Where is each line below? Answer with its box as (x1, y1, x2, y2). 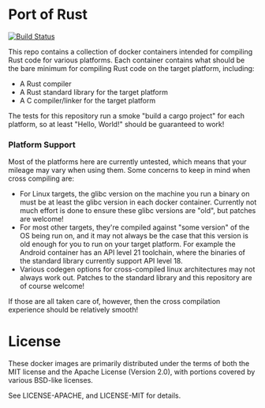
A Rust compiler (19, 79, 73, 88)
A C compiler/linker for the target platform (19, 95, 156, 105)
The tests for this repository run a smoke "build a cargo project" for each (8, 110, 245, 120)
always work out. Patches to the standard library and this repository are (19, 273, 252, 283)
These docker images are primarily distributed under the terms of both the (8, 359, 250, 369)
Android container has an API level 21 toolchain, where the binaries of (19, 248, 246, 257)
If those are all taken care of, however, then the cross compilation (8, 297, 221, 306)
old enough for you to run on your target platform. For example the (19, 239, 236, 249)
